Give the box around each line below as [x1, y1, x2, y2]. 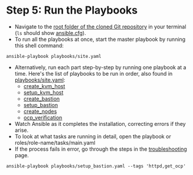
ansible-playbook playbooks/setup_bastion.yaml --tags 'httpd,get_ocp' [6, 163, 186, 169]
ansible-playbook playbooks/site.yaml [6, 53, 102, 59]
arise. [14, 127, 29, 134]
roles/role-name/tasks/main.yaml [14, 139, 96, 146]
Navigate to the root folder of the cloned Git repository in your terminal [14, 23, 187, 30]
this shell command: [14, 42, 64, 49]
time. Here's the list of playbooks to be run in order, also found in [14, 70, 173, 77]
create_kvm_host [23, 82, 66, 89]
